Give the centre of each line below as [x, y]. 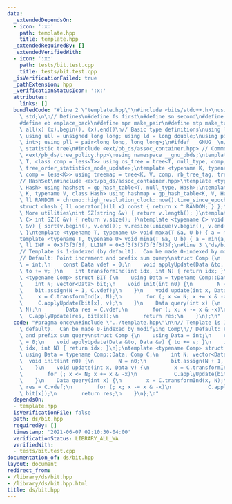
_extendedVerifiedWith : [47, 53]
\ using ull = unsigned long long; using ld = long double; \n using [118, 136]
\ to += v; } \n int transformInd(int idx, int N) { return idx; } [122, 271]
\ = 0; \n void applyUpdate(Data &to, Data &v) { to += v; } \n [116, 342]
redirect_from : [29, 471]
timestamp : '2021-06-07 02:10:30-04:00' [72, 432]
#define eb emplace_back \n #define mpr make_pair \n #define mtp [111, 123]
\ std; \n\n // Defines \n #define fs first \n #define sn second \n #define [122, 116]
